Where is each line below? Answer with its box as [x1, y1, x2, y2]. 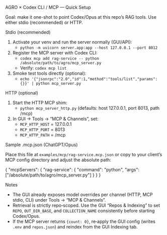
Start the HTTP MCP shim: [12, 100, 67, 106]
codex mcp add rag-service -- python [20, 56, 100, 61]
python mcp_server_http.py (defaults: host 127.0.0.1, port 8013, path [20, 105, 160, 111]
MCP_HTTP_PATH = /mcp [20, 132, 66, 138]
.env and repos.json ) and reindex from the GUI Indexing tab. [12, 224, 138, 229]
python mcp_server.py [36, 81, 81, 86]
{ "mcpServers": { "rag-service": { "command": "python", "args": [5, 167, 140, 172]
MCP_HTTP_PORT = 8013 [20, 126, 65, 132]
